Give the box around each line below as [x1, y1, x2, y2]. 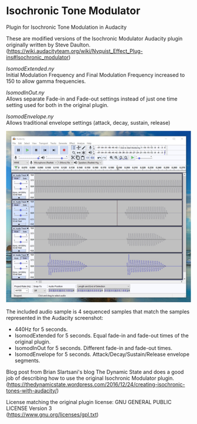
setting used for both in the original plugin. [6, 101, 109, 108]
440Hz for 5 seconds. [14, 325, 68, 333]
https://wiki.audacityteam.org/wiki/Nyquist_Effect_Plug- [8, 47, 143, 54]
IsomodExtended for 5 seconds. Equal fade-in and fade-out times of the [14, 332, 189, 339]
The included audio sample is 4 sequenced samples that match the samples [6, 308, 190, 315]
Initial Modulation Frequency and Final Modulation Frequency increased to [6, 71, 185, 78]
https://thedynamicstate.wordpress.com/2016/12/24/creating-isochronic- [8, 380, 185, 388]
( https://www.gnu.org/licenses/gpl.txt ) [6, 410, 99, 418]
